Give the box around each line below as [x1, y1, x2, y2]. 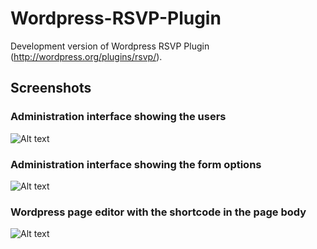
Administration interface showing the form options [10, 157, 262, 171]
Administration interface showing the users [10, 110, 227, 124]
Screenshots [10, 80, 92, 97]
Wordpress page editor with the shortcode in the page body [10, 205, 307, 219]
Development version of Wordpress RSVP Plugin [10, 40, 210, 52]
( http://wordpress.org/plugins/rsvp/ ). [10, 50, 163, 62]
